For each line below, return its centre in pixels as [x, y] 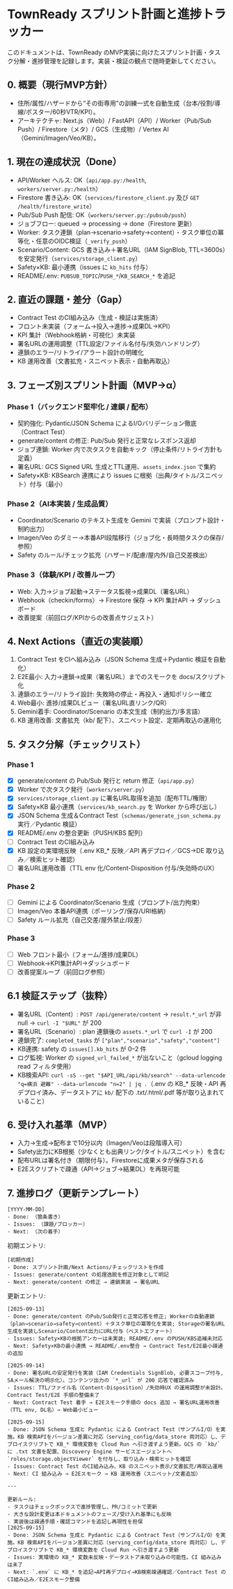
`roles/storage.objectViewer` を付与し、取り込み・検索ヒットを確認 [99, 1459]
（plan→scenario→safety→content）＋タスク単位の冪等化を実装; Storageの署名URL [116, 1324]
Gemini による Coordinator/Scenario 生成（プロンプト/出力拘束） [110, 902]
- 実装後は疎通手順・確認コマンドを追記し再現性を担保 [75, 1522]
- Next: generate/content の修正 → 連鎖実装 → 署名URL [83, 1282]
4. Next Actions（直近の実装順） [78, 642]
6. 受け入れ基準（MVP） [60, 1125]
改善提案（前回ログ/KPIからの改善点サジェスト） [87, 617]
